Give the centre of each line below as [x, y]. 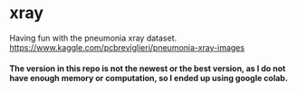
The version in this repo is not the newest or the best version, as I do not [148, 68]
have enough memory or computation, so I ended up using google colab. [148, 78]
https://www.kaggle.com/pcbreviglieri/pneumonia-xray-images [127, 47]
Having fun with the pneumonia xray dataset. [93, 38]
